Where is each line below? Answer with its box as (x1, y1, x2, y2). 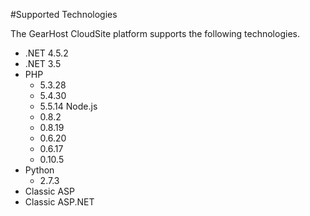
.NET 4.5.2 (24, 47, 69, 59)
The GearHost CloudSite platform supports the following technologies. (10, 28, 300, 39)
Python (24, 164, 55, 176)
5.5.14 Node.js (39, 100, 98, 112)
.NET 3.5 (24, 58, 62, 69)
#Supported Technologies (10, 9, 118, 20)
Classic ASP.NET (24, 196, 95, 208)
